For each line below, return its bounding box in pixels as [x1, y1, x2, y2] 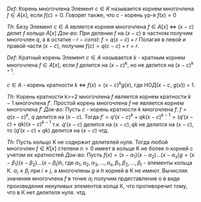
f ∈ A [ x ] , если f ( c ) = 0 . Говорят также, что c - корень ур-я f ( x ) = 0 [7, 11, 176, 19]
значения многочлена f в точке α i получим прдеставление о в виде [7, 174, 181, 183]
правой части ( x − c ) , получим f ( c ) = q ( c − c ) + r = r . [7, 42, 140, 49]
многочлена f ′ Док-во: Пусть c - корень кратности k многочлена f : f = [7, 105, 187, 113]
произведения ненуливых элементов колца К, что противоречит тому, [7, 183, 188, 190]
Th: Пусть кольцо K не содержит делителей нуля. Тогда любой [7, 138, 169, 146]
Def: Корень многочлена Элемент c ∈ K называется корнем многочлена [7, 5, 194, 12]
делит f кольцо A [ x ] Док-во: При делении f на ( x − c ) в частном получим [7, 29, 193, 37]
